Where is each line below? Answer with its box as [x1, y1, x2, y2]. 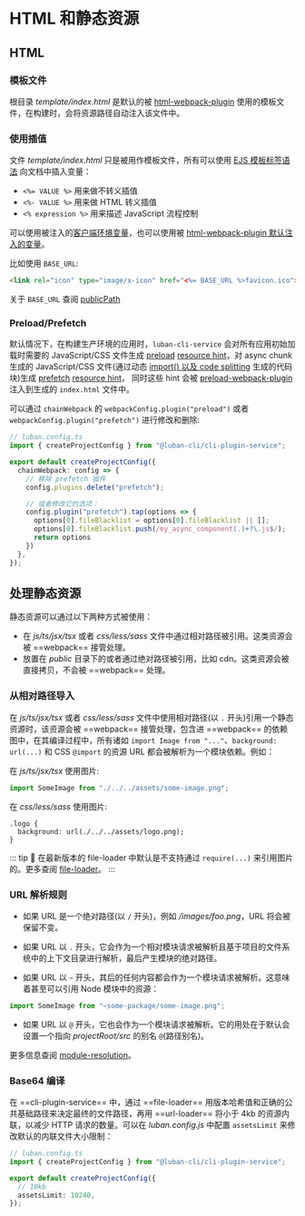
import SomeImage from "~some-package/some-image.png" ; [9, 1001, 225, 1010]
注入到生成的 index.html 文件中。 [9, 384, 134, 395]
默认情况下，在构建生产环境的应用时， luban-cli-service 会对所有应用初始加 [9, 338, 296, 349]
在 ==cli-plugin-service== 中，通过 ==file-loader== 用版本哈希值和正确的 [9, 1097, 285, 1108]
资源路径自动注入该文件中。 [80, 107, 184, 118]
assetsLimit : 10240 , [17, 1191, 95, 1200]
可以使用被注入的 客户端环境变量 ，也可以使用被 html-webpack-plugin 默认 [9, 228, 286, 239]
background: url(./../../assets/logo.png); [17, 827, 184, 836]
